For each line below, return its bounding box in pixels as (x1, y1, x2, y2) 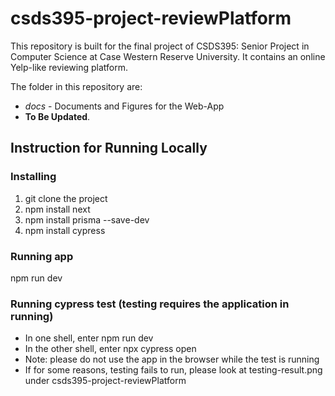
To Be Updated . (24, 110, 91, 122)
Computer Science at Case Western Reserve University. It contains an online (10, 50, 326, 62)
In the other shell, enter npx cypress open (24, 343, 197, 355)
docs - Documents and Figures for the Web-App (24, 100, 225, 112)
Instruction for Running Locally (10, 140, 208, 157)
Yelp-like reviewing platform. (10, 61, 128, 73)
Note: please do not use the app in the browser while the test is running (24, 353, 320, 366)
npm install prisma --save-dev (24, 213, 150, 226)
